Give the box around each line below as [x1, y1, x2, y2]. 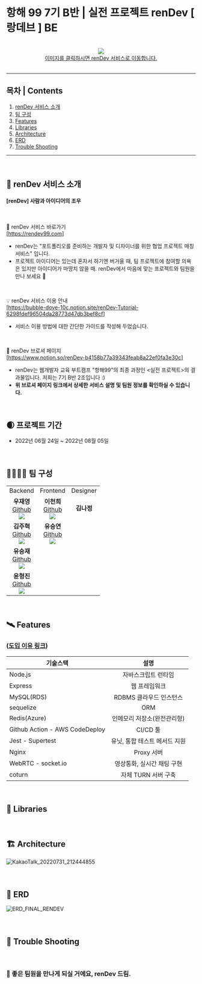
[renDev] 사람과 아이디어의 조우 [6, 197, 81, 204]
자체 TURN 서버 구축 [121, 771, 176, 779]
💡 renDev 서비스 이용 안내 [6, 297, 68, 304]
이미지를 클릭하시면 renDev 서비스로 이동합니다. [44, 54, 158, 61]
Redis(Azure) [9, 713, 47, 722]
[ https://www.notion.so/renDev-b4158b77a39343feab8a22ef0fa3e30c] [6, 354, 183, 362]
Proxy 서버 [133, 748, 164, 756]
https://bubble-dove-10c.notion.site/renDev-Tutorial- [8, 304, 139, 311]
